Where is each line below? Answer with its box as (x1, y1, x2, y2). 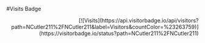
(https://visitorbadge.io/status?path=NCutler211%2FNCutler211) (38, 30, 199, 37)
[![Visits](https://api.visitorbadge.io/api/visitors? (78, 17, 199, 24)
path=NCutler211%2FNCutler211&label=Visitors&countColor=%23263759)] (11, 24, 199, 30)
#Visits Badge (6, 5, 41, 12)
